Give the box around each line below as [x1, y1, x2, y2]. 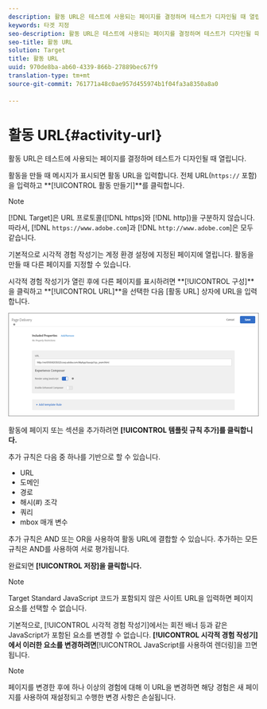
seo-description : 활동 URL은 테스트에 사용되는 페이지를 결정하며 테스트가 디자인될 [8, 29, 252, 37]
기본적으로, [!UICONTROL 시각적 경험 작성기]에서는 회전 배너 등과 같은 [8, 621, 228, 630]
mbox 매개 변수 [19, 517, 68, 527]
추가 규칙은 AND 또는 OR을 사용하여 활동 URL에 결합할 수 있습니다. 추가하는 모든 [8, 534, 258, 544]
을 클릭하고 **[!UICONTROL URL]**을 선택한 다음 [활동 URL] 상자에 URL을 [8, 286, 243, 296]
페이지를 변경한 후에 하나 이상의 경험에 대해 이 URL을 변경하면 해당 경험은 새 [8, 683, 244, 692]
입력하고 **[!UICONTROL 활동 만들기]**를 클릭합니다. [16, 181, 185, 190]
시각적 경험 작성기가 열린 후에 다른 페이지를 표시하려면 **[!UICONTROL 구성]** [8, 277, 254, 286]
